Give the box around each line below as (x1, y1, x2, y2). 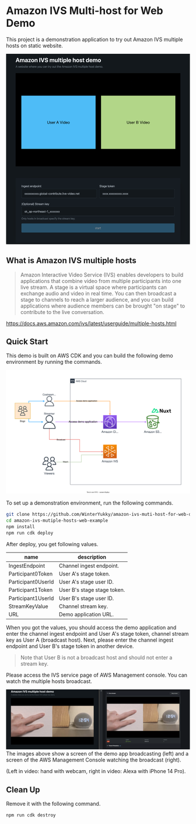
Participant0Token (8, 570, 53, 577)
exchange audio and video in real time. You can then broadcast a (20, 289, 177, 296)
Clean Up (6, 785, 40, 795)
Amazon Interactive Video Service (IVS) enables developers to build (20, 271, 184, 278)
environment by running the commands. (6, 358, 102, 366)
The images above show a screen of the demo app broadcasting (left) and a (6, 750, 189, 757)
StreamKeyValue (8, 602, 48, 609)
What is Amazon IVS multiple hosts (6, 256, 137, 266)
